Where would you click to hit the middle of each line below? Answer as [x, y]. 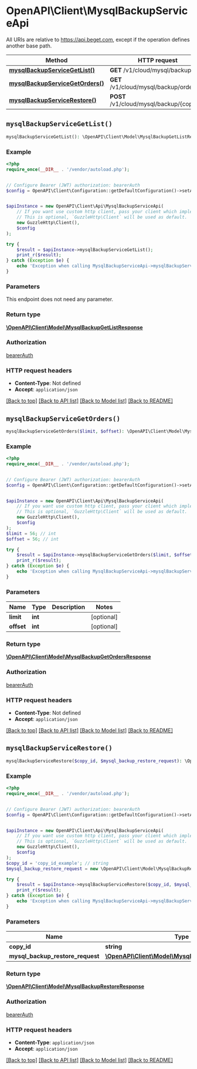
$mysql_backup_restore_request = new [52, 869]
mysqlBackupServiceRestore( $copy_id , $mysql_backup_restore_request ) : [94, 761]
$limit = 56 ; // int [31, 533]
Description [69, 607]
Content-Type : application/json [55, 1042]
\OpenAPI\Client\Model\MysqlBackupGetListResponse [74, 327]
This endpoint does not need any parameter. [60, 299]
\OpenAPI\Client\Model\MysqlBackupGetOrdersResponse [79, 657]
